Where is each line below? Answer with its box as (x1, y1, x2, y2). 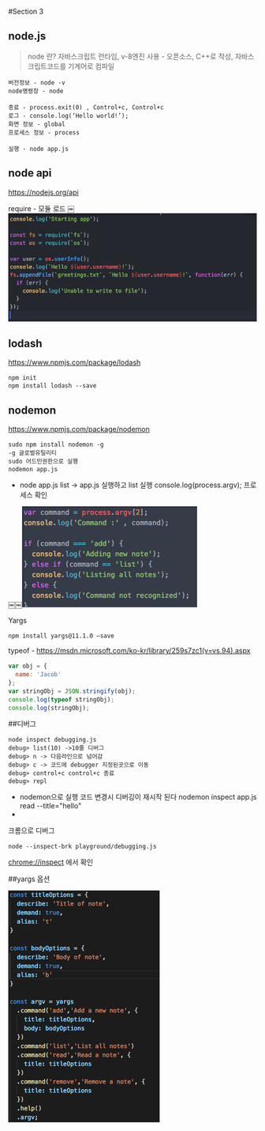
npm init (8, 374, 37, 382)
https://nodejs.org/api (8, 187, 79, 197)
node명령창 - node (8, 87, 64, 95)
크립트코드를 (27, 61, 67, 70)
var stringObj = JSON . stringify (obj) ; (8, 687, 136, 695)
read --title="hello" (19, 801, 82, 811)
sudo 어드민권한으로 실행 (8, 458, 79, 466)
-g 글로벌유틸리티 (8, 449, 58, 457)
